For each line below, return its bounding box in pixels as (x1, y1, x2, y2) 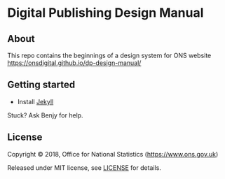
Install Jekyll (17, 97, 54, 106)
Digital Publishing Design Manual (7, 5, 204, 21)
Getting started (7, 79, 76, 91)
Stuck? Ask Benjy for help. (7, 110, 83, 120)
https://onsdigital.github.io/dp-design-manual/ (7, 59, 142, 67)
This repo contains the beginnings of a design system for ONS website (7, 51, 212, 59)
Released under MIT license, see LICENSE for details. (7, 163, 161, 172)
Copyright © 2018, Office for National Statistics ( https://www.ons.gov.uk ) (7, 150, 219, 158)
